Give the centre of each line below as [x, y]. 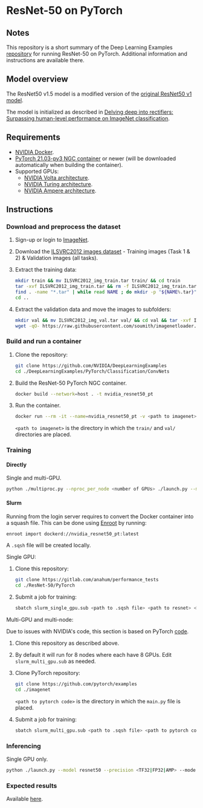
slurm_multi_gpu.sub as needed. [55, 661]
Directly [17, 464]
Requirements [33, 138]
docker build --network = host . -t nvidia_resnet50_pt [84, 394]
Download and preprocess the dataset [63, 226]
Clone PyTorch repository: [47, 673]
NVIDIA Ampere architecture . [60, 191]
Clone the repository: [41, 354]
